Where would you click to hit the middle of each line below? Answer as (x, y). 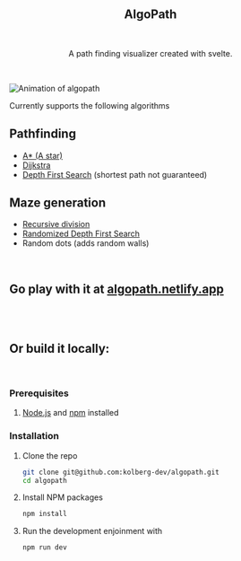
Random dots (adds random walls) (86, 243)
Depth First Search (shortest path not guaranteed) (115, 174)
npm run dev (44, 548)
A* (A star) (42, 155)
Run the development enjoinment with (92, 531)
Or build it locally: (60, 348)
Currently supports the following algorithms (90, 105)
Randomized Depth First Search (81, 234)
